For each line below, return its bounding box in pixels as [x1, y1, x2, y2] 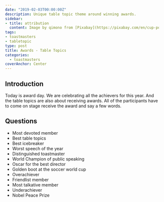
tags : [5, 30, 16, 35]
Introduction [5, 80, 44, 88]
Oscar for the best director [12, 161, 66, 167]
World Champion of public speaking [12, 156, 84, 162]
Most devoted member [12, 130, 59, 136]
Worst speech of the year [12, 145, 63, 151]
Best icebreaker [12, 140, 44, 146]
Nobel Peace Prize [12, 192, 50, 198]
